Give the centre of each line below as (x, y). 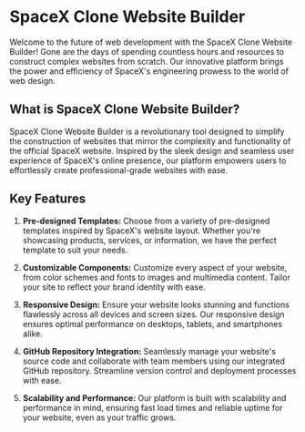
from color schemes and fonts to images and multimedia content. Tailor (157, 277)
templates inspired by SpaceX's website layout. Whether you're (142, 231)
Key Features (48, 199)
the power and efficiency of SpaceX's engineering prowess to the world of (149, 71)
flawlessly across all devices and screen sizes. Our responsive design (153, 314)
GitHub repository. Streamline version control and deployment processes (159, 370)
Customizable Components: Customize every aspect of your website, (155, 267)
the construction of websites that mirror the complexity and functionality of (150, 141)
